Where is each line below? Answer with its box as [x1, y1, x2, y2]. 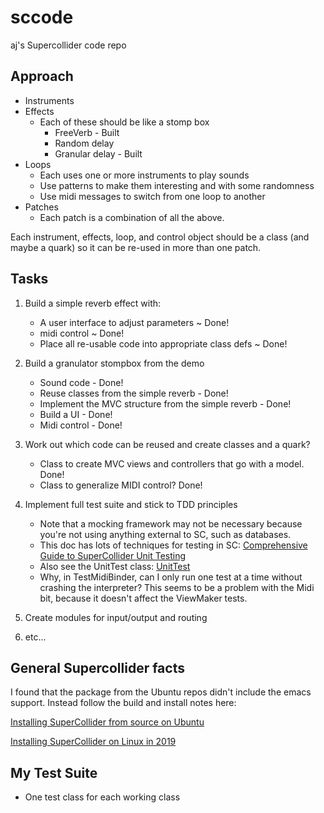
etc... [24, 631, 47, 643]
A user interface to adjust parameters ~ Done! [39, 316, 230, 328]
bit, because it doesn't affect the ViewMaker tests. [39, 592, 248, 604]
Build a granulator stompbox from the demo [24, 357, 205, 369]
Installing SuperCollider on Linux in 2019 [10, 736, 177, 748]
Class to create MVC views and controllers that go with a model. [39, 457, 305, 470]
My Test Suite [10, 764, 98, 781]
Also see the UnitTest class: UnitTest [39, 560, 191, 572]
